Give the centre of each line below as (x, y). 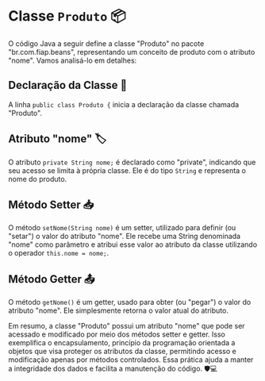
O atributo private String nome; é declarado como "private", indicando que (132, 162)
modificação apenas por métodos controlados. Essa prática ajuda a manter (131, 360)
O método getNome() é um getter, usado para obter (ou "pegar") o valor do (130, 302)
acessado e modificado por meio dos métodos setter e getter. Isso (117, 334)
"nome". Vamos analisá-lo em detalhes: (73, 60)
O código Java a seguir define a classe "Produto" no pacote (106, 43)
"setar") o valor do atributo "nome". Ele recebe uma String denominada (124, 237)
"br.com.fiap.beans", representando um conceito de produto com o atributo (132, 52)
